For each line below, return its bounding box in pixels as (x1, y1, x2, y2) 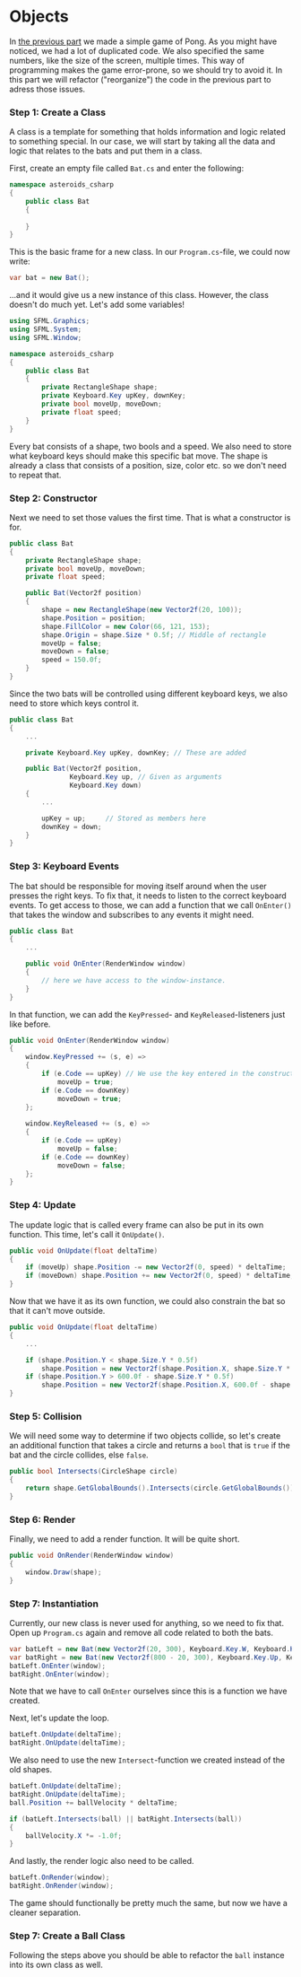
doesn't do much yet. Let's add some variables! (9, 299, 185, 311)
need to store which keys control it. (9, 697, 140, 708)
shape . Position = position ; (41, 613, 146, 623)
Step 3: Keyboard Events (9, 860, 119, 872)
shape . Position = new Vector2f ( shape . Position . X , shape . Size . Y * (41, 1364, 291, 1373)
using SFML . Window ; (9, 333, 82, 342)
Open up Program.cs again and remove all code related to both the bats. (9, 1627, 273, 1638)
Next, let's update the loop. (9, 1712, 110, 1724)
